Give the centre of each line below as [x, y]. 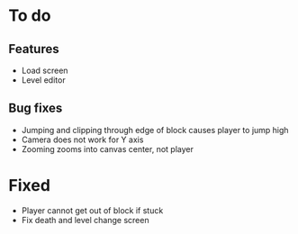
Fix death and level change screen [85, 220]
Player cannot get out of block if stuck [92, 210]
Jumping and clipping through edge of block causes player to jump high [155, 130]
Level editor [43, 80]
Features [34, 49]
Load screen [45, 70]
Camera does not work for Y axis [82, 139]
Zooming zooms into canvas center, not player [108, 148]
